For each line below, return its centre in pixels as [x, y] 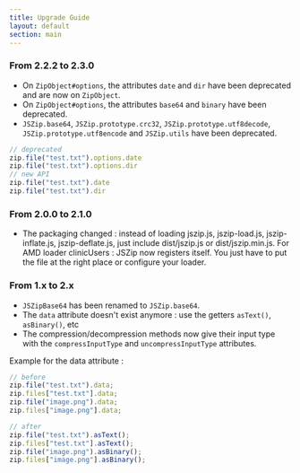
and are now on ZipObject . [71, 94]
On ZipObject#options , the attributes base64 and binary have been [144, 104]
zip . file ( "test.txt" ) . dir [57, 191]
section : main [36, 34]
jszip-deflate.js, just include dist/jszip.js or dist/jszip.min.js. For [173, 243]
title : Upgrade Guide [50, 18]
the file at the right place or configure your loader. [114, 262]
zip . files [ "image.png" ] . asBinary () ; [77, 460]
